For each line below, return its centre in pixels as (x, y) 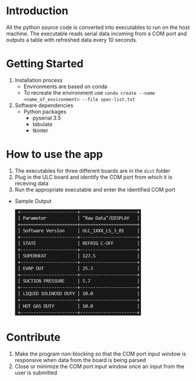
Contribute (33, 337)
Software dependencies (44, 105)
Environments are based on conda (65, 86)
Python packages (45, 111)
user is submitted (36, 372)
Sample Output (33, 201)
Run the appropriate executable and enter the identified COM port (95, 189)
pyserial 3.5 (46, 118)
